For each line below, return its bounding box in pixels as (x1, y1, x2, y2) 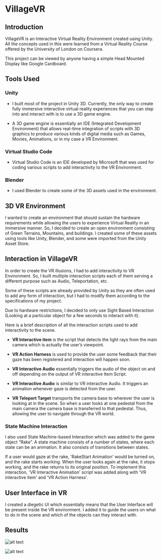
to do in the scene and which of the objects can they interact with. (5, 512, 137, 518)
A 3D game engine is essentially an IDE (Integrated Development (12, 120, 142, 126)
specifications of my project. (5, 298, 62, 303)
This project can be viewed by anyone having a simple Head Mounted (5, 56, 145, 61)
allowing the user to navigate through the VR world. (12, 411, 115, 417)
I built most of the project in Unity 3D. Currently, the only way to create (12, 100, 154, 106)
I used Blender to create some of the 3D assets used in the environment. (12, 188, 157, 194)
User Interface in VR (5, 489, 67, 497)
